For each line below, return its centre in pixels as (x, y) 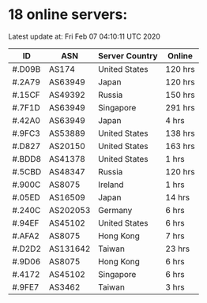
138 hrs (180, 133)
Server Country (128, 55)
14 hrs (178, 197)
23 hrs (178, 249)
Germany (115, 210)
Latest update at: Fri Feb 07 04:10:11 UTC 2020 (84, 36)
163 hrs (180, 146)
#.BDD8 (27, 159)
